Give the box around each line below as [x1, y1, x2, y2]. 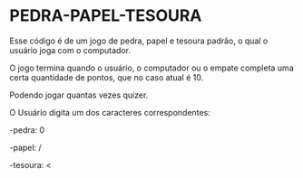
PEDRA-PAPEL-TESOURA [9, 5, 202, 26]
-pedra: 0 [9, 124, 45, 136]
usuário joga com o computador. [9, 44, 132, 55]
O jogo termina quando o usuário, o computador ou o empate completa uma [9, 62, 294, 73]
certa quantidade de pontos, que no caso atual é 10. [9, 71, 204, 82]
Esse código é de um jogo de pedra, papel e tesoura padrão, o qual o [9, 35, 269, 46]
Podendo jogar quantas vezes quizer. [9, 89, 149, 100]
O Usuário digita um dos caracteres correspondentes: [9, 107, 210, 117]
